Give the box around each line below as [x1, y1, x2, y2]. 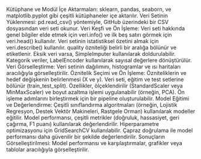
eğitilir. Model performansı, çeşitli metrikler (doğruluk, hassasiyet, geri [6, 114, 179, 121]
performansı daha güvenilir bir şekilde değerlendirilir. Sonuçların [6, 133, 165, 140]
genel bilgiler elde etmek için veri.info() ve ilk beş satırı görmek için [6, 31, 172, 38]
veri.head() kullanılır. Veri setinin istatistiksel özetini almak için [6, 38, 159, 44]
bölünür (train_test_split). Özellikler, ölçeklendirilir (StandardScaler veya [6, 82, 183, 89]
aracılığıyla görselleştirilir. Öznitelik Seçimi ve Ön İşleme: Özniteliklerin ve [6, 70, 187, 76]
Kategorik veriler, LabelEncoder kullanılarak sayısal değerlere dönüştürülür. [6, 57, 192, 64]
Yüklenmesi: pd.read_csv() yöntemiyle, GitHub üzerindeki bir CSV [6, 19, 169, 25]
